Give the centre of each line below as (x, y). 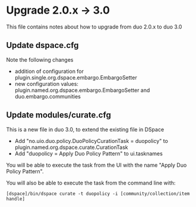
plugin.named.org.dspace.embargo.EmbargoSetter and (82, 90)
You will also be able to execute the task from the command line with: (91, 183)
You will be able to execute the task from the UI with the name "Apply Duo (97, 165)
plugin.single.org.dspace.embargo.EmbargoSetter (76, 77)
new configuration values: (47, 84)
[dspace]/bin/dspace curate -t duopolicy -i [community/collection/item (98, 193)
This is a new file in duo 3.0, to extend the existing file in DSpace (85, 129)
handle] (16, 199)
